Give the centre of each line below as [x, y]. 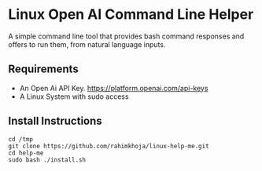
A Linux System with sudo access [74, 96]
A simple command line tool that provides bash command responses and [126, 36]
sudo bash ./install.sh [47, 160]
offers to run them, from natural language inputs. [87, 44]
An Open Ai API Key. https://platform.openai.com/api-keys [114, 88]
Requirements [43, 69]
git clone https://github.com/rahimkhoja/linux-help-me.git [109, 146]
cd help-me [26, 153]
